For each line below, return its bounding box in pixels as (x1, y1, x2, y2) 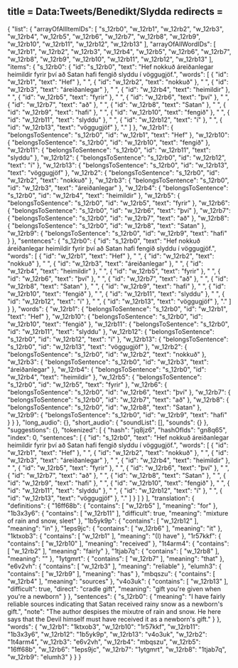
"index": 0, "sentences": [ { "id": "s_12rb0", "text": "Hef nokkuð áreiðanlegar (7, 433, 229, 442)
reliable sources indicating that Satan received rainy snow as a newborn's (7, 600, 224, 608)
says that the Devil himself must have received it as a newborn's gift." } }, (7, 615, 222, 623)
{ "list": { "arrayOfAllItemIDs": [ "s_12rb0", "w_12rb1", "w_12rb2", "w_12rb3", (7, 24, 224, 33)
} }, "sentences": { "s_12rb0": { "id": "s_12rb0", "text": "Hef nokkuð (7, 236, 201, 245)
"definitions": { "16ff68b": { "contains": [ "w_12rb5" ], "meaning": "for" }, (7, 501, 218, 510)
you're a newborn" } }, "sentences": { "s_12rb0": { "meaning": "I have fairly (7, 592, 226, 600)
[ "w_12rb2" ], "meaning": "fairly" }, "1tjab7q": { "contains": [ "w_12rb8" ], (7, 546, 220, 555)
